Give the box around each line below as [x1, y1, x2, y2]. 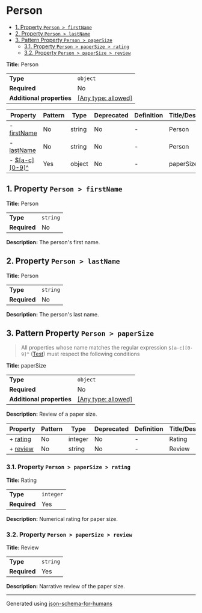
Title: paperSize [6, 362, 46, 369]
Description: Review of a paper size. [6, 410, 97, 418]
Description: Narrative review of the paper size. [6, 582, 125, 590]
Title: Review [6, 544, 39, 551]
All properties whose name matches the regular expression [20, 344, 167, 351]
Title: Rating [6, 476, 37, 484]
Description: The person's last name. [6, 310, 99, 318]
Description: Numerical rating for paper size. [6, 515, 118, 522]
